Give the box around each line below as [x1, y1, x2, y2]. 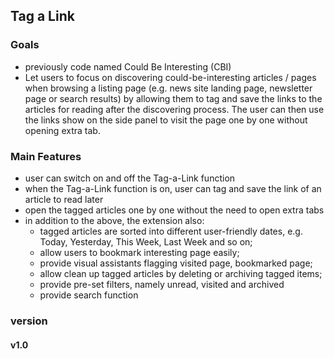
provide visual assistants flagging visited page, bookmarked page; [39, 257, 313, 269]
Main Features [10, 149, 82, 163]
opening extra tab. [24, 124, 101, 136]
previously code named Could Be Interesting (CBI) [24, 60, 232, 73]
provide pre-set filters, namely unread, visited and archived [39, 278, 285, 290]
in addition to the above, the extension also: [24, 214, 205, 226]
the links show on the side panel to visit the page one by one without [24, 114, 308, 126]
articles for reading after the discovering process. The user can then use [24, 103, 325, 115]
